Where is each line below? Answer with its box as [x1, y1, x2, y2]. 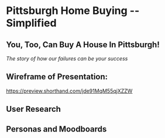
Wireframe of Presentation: [6, 72, 108, 82]
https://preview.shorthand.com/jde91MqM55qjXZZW [6, 87, 133, 94]
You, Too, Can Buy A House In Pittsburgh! [6, 40, 160, 49]
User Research [6, 104, 61, 114]
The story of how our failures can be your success [6, 55, 128, 62]
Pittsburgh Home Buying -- [6, 4, 140, 17]
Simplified [6, 16, 57, 30]
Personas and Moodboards [6, 124, 107, 134]
